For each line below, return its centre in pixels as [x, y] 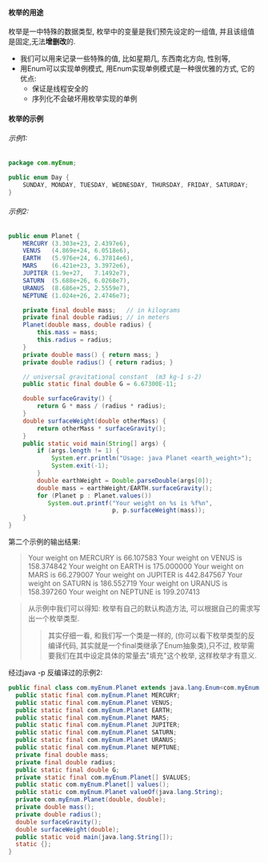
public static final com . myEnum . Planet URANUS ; [96, 740]
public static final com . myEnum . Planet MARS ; [93, 718]
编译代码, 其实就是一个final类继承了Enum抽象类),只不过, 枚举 [148, 646]
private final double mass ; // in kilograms [102, 310]
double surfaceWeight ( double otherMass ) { [94, 421]
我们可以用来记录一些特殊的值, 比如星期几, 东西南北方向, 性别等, [125, 59]
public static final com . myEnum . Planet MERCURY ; [98, 695]
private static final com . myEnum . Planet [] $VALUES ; [104, 777]
